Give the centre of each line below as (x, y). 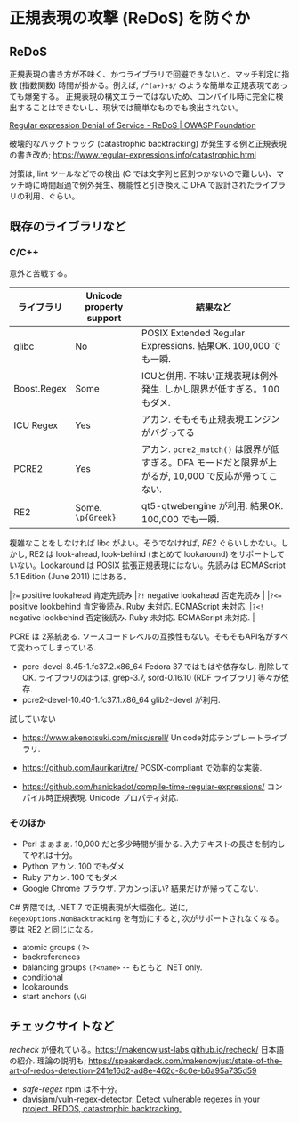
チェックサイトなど (62, 1026)
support (104, 318)
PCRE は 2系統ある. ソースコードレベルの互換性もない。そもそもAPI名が (141, 636)
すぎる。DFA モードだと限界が (205, 462)
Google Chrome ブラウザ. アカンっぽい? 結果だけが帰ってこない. (140, 888)
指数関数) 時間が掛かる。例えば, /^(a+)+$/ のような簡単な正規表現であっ (155, 85)
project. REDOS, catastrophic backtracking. (102, 1108)
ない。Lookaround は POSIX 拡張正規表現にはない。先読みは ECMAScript (151, 565)
